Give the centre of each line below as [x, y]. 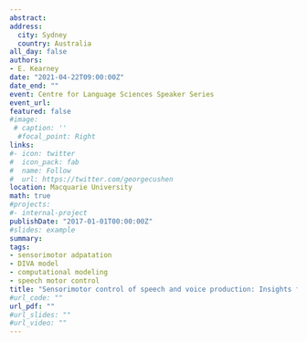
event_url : [30, 103]
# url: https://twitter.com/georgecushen [91, 179]
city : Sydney [42, 35]
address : [26, 26]
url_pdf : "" [32, 306]
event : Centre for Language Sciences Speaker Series [112, 94]
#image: [24, 119]
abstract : [28, 18]
